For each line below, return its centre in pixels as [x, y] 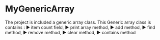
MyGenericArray [40, 9]
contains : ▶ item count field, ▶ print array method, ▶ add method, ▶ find [80, 27]
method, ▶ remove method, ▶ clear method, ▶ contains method [70, 32]
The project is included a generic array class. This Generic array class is [78, 22]
